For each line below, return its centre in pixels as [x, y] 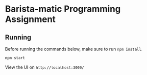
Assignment [30, 19]
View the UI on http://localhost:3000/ [45, 67]
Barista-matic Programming [63, 9]
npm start [15, 58]
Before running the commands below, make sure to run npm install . [74, 49]
